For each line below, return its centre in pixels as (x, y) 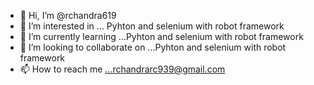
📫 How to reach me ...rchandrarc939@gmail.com (122, 69)
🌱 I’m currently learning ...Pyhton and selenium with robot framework (161, 36)
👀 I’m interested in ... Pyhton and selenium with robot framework (152, 26)
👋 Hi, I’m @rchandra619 (68, 15)
